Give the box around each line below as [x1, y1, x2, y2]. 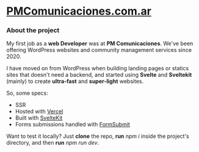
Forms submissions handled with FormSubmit [15, 121, 130, 128]
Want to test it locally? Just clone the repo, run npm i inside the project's [6, 132, 189, 140]
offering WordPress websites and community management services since [6, 46, 192, 54]
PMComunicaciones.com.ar [6, 4, 151, 18]
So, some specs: [6, 90, 49, 97]
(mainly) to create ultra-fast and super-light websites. [6, 78, 144, 85]
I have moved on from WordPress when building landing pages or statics [6, 65, 189, 72]
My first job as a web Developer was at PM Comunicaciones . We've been [6, 40, 194, 47]
